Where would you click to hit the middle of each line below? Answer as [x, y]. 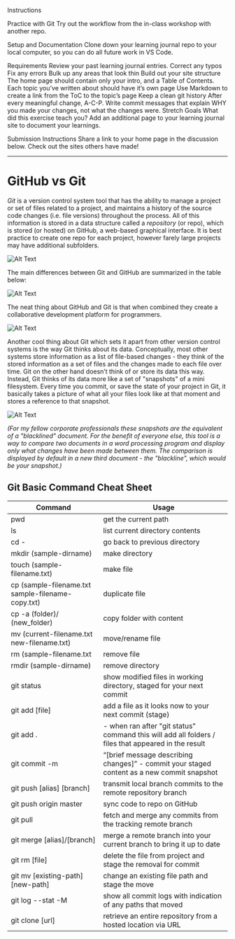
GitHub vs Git [47, 181]
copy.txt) [26, 602]
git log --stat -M [39, 900]
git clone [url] [33, 920]
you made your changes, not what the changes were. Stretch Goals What [113, 110]
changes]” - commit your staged [157, 763]
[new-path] [30, 884]
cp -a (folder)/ [35, 614]
